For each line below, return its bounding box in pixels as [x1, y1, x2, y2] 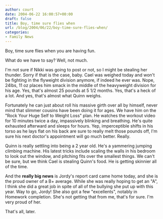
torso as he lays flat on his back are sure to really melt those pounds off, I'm [5, 128, 158, 134]
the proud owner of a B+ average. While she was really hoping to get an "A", [5, 178, 158, 184]
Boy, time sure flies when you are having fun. [5, 47, 96, 54]
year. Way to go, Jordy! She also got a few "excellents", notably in [5, 189, 138, 195]
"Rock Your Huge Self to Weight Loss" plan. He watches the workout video [5, 112, 156, 118]
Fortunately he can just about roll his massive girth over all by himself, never [5, 102, 158, 108]
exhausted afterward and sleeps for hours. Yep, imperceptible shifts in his [5, 123, 153, 129]
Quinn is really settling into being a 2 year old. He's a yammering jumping [5, 143, 152, 149]
